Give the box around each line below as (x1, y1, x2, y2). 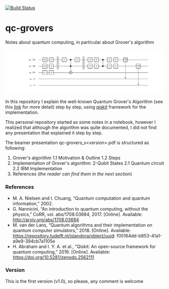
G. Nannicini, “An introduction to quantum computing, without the (12, 206, 148, 212)
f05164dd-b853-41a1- (116, 232, 162, 238)
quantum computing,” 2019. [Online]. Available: (12, 249, 110, 255)
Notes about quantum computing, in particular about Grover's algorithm (5, 39, 154, 45)
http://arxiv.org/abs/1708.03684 (12, 216, 79, 222)
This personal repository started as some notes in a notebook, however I (5, 119, 156, 125)
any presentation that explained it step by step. (5, 130, 103, 136)
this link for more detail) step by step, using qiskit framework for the (5, 104, 146, 110)
